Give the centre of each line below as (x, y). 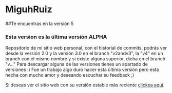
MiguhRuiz (29, 9)
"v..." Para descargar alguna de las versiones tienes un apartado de (77, 64)
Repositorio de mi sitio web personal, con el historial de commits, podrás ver (86, 48)
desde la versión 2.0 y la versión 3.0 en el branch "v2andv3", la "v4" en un (84, 53)
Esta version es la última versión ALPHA (56, 37)
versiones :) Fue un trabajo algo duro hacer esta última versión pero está (82, 69)
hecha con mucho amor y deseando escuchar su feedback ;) (70, 75)
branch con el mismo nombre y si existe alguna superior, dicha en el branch (85, 59)
